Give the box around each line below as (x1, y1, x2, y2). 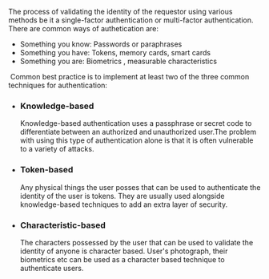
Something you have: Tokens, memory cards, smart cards (19, 48, 211, 57)
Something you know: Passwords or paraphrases (19, 39, 183, 49)
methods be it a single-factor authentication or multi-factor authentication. (8, 15, 254, 25)
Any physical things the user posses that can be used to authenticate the (19, 182, 261, 192)
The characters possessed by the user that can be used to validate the (19, 237, 254, 247)
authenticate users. (19, 263, 84, 273)
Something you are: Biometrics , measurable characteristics (19, 56, 218, 66)
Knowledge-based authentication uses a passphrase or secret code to (19, 119, 252, 128)
